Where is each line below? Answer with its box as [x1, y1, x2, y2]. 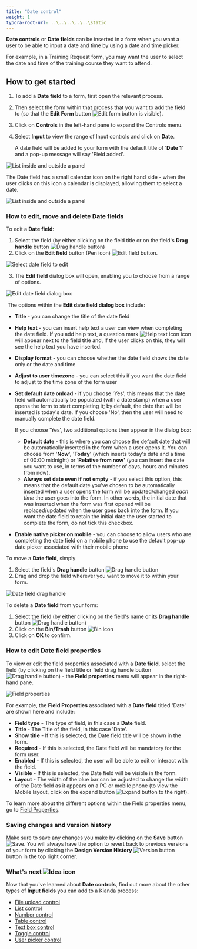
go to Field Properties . [6, 806, 60, 813]
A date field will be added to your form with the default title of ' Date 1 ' [14, 145, 183, 152]
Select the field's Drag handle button [14, 566, 105, 573]
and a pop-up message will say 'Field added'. [14, 151, 125, 158]
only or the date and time [14, 361, 76, 368]
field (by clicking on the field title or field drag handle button [6, 666, 152, 673]
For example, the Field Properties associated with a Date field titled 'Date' [6, 701, 186, 708]
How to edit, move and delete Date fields [6, 212, 124, 221]
